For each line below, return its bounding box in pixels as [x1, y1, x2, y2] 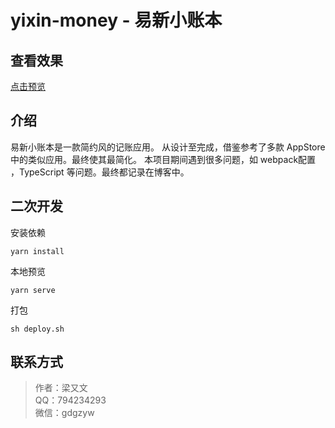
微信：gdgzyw [34, 407, 95, 419]
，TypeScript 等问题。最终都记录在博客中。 [10, 166, 190, 178]
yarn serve [10, 285, 56, 295]
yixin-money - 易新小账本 [10, 9, 223, 32]
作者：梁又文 [34, 382, 88, 394]
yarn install [10, 246, 65, 256]
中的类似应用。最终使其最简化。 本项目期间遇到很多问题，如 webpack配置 [10, 153, 317, 165]
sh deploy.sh [10, 324, 65, 334]
